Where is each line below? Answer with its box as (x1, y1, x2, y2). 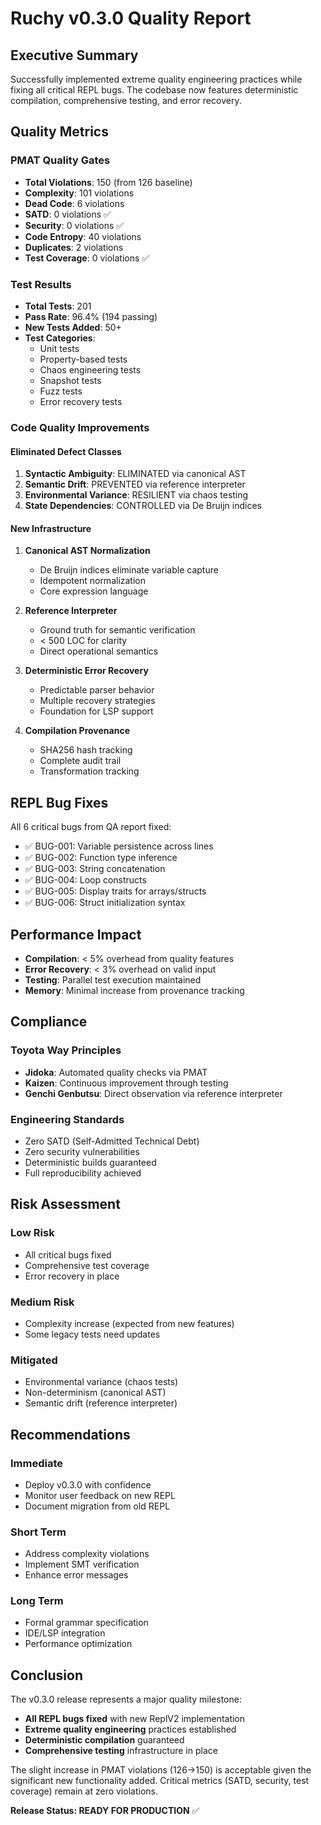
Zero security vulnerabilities (24, 1145, 140, 1157)
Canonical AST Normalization (24, 545, 151, 557)
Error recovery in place (24, 1270, 120, 1282)
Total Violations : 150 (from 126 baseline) (24, 176, 193, 188)
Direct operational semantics (39, 645, 159, 657)
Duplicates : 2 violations (24, 241, 124, 253)
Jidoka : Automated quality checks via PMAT (24, 1066, 208, 1078)
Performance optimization (24, 1638, 133, 1650)
